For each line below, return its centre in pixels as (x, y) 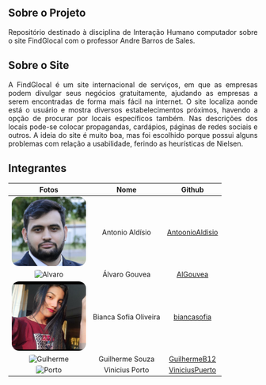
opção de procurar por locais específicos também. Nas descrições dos (133, 118)
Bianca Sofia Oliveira (127, 317)
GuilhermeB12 (192, 359)
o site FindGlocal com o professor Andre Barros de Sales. (102, 40)
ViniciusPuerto (192, 370)
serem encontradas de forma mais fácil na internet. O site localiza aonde (133, 101)
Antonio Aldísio (127, 232)
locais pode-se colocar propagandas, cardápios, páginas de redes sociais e (133, 127)
